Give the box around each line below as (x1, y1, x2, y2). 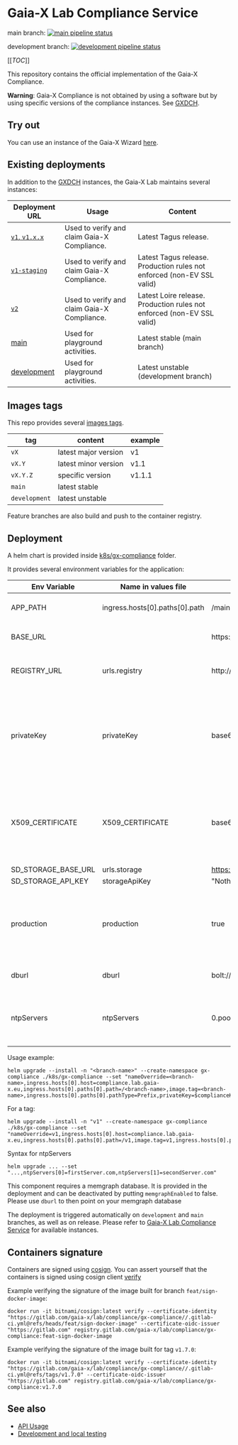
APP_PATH (11, 602, 47, 612)
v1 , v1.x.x (11, 232, 45, 242)
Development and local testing (17, 1429, 107, 1438)
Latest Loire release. (137, 290, 205, 300)
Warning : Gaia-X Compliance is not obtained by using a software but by (7, 91, 217, 99)
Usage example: (7, 1054, 55, 1062)
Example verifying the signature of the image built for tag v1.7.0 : (7, 1345, 196, 1353)
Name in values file (120, 582, 186, 592)
